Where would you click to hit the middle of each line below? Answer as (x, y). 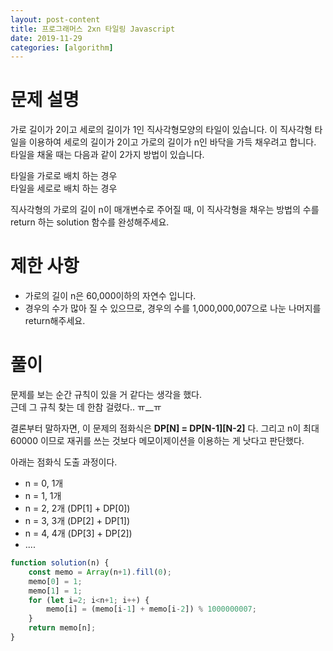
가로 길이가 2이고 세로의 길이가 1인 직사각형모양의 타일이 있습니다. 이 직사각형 (161, 130)
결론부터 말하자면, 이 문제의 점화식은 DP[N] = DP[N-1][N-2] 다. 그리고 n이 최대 (165, 428)
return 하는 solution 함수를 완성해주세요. (90, 222)
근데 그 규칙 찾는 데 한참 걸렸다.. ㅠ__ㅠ (86, 407)
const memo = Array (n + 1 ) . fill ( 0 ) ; (100, 572)
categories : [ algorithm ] (62, 47)
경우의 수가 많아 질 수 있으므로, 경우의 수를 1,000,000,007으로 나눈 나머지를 (173, 308)
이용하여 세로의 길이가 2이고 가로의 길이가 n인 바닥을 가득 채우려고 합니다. (172, 142)
